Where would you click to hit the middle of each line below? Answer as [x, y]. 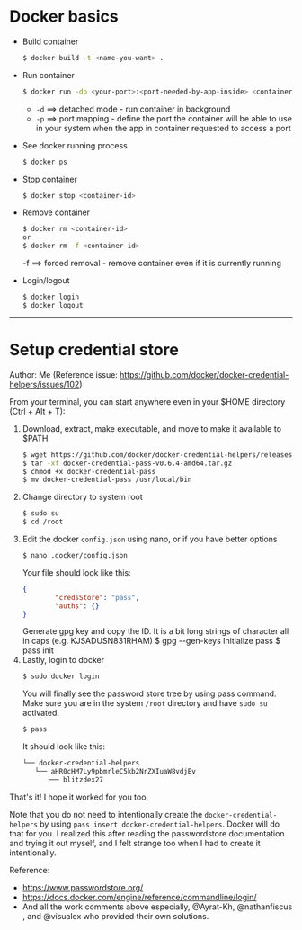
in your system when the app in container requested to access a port [164, 128]
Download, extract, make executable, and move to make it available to [151, 428]
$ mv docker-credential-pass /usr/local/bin [107, 480]
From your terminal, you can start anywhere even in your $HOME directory [147, 401]
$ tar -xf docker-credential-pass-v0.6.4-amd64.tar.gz [127, 463]
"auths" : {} [77, 606]
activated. [41, 713]
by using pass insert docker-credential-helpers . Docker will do [160, 824]
